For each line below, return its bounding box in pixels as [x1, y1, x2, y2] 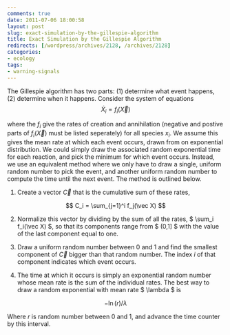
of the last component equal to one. [17, 229, 119, 238]
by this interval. [7, 319, 51, 328]
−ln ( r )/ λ [104, 298, 127, 307]
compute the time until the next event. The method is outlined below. [7, 174, 202, 183]
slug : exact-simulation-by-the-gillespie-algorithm [7, 29, 158, 37]
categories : [7, 49, 41, 56]
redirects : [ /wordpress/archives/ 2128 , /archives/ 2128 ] [7, 42, 171, 49]
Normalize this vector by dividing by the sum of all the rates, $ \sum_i [17, 215, 214, 223]
